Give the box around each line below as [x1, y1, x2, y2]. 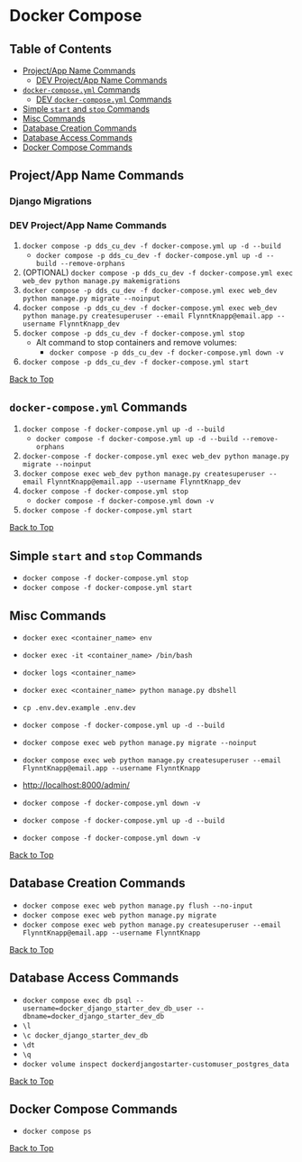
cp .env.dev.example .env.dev [22, 704, 137, 713]
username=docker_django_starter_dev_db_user [22, 1003, 193, 1013]
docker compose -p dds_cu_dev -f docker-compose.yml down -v [49, 348, 284, 357]
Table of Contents [9, 41, 113, 57]
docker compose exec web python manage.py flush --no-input [22, 901, 253, 910]
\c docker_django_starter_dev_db [22, 1030, 149, 1040]
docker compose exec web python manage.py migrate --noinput [22, 739, 258, 748]
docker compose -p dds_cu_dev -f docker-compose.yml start [22, 357, 250, 366]
